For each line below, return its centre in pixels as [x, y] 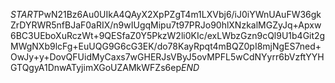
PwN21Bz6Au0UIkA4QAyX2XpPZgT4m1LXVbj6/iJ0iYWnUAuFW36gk [180, 14]
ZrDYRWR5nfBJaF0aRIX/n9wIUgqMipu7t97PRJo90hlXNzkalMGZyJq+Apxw [166, 25]
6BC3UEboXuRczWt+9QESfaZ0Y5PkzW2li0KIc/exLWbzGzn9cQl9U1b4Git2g [168, 35]
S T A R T [24, 14]
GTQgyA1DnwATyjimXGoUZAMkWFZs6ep [96, 67]
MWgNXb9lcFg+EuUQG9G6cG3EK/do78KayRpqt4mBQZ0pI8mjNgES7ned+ [166, 46]
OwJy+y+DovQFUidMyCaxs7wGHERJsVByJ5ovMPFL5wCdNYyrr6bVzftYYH [167, 57]
